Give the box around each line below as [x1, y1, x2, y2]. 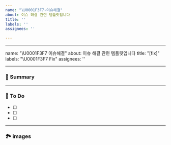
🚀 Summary [5, 73, 35, 80]
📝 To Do [5, 93, 25, 100]
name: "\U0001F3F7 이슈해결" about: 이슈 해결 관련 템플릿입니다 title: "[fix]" [5, 50, 160, 56]
